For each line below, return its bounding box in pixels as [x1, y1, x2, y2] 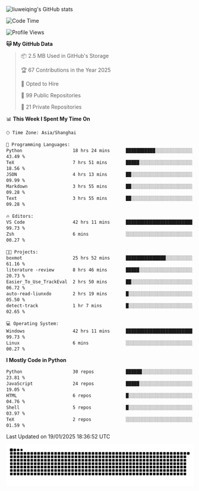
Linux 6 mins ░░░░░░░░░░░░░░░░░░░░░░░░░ [6, 340, 193, 346]
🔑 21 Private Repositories [20, 103, 82, 110]
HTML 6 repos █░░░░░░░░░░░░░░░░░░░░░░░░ [6, 393, 193, 399]
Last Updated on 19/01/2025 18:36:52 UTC [6, 433, 110, 440]
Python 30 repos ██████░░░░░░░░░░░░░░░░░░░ [6, 369, 193, 375]
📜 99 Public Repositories [20, 92, 81, 98]
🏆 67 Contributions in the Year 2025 [20, 66, 111, 73]
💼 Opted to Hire [20, 81, 59, 87]
